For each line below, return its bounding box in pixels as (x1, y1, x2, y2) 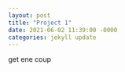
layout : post (8, 11, 51, 20)
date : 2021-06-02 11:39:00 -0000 (8, 26, 118, 34)
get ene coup (8, 55, 52, 64)
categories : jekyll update (8, 33, 97, 41)
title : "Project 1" (8, 19, 72, 27)
